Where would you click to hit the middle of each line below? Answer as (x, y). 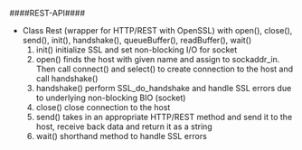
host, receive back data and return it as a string (124, 127)
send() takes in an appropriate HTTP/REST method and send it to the (164, 117)
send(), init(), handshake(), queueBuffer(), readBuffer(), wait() (137, 40)
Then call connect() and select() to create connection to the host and (165, 69)
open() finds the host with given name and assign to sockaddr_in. (158, 59)
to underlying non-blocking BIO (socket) (111, 98)
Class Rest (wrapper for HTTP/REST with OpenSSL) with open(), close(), (157, 30)
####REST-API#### (47, 13)
